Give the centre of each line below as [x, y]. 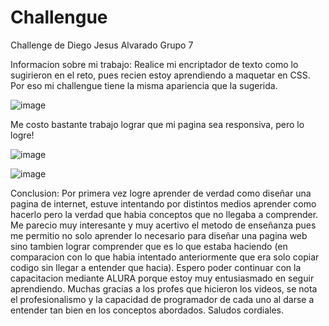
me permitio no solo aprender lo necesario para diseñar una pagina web [159, 235]
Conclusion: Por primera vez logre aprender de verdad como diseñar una [161, 193]
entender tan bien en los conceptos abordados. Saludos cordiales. [147, 310]
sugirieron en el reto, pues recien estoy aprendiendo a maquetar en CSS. [160, 75]
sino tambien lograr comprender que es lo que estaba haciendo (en [149, 246]
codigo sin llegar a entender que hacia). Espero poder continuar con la [156, 267]
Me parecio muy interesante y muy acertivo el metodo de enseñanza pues [163, 225]
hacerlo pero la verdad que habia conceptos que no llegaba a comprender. [164, 214]
